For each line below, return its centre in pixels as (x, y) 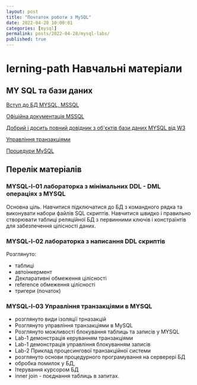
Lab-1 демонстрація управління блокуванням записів (82, 345)
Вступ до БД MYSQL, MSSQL (43, 105)
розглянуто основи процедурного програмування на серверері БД (100, 357)
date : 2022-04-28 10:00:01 (39, 23)
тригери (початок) (38, 291)
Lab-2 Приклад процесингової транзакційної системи (83, 351)
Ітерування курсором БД (47, 370)
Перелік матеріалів (44, 170)
